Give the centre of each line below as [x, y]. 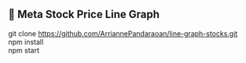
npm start [24, 50]
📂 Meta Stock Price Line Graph [84, 15]
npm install [26, 42]
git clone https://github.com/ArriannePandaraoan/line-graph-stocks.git [123, 33]
